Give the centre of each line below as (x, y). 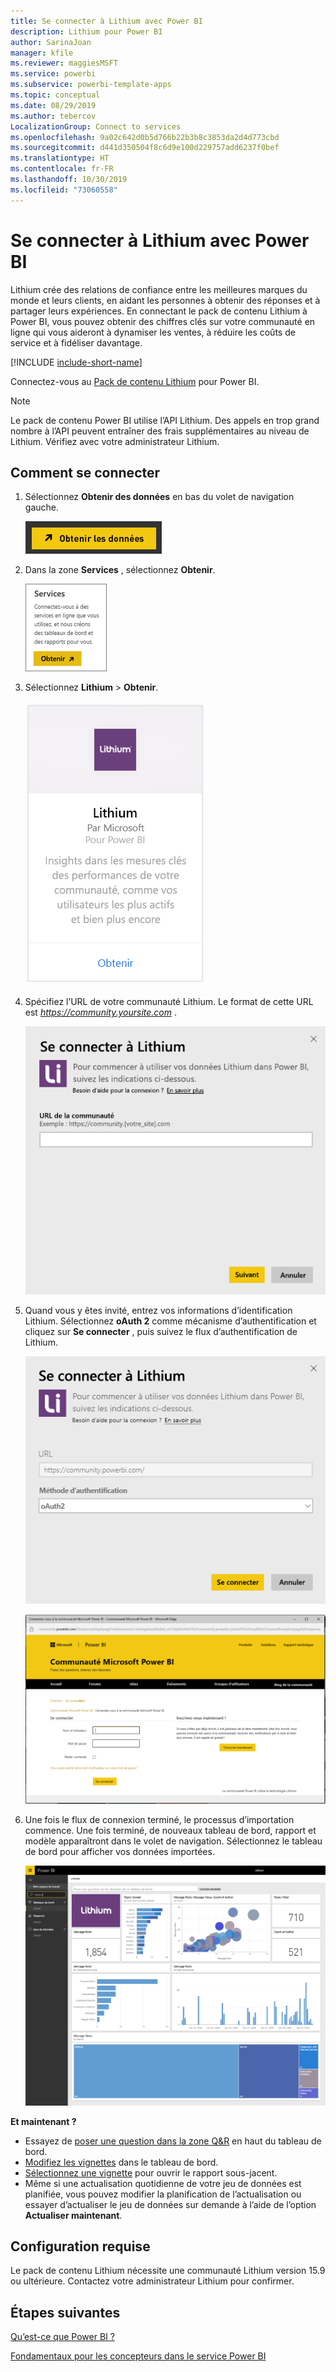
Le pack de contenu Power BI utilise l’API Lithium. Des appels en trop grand (165, 420)
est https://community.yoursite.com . (101, 1012)
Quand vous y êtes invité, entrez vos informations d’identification (158, 1311)
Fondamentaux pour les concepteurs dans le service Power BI (138, 2356)
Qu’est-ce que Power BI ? (62, 2337)
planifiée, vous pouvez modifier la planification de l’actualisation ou (163, 2194)
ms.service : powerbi (53, 74)
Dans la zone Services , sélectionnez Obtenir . (120, 570)
